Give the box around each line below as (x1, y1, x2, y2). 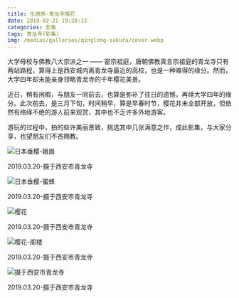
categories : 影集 (7, 23, 57, 31)
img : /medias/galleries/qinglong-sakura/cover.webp (7, 37, 164, 44)
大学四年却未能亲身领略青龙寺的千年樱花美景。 (7, 75, 144, 84)
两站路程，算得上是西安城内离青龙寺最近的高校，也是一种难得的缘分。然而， (7, 66, 232, 75)
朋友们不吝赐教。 (31, 132, 83, 141)
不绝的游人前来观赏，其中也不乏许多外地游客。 (31, 108, 169, 117)
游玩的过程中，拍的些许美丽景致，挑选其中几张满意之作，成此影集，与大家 (7, 123, 225, 132)
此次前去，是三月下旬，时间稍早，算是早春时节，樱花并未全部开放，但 (19, 99, 225, 107)
